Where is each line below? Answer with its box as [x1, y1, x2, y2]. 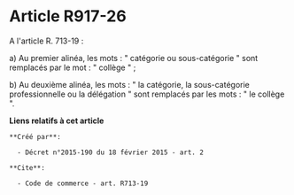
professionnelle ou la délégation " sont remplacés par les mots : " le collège [9, 89, 285, 99]
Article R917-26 [9, 6, 127, 27]
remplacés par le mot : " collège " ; [9, 62, 136, 73]
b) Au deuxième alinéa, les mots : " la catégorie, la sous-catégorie [9, 79, 251, 90]
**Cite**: [9, 163, 46, 172]
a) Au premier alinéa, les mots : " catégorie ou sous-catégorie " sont [9, 52, 259, 63]
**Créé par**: [9, 132, 62, 141]
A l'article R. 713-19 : [9, 35, 84, 46]
